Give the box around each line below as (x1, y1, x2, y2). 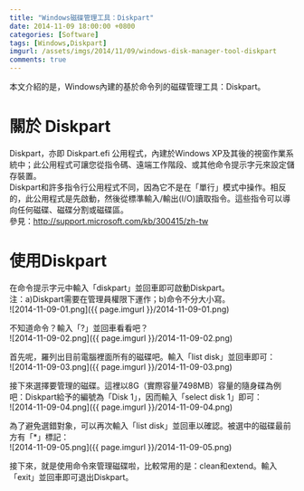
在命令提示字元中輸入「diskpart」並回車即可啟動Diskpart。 (9, 282, 230, 293)
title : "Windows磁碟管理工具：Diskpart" (9, 13, 155, 23)
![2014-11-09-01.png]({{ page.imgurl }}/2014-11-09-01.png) (9, 304, 230, 315)
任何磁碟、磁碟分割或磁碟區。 (16, 204, 128, 215)
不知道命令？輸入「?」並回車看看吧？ (9, 322, 149, 333)
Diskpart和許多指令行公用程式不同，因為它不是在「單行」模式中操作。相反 (9, 182, 287, 193)
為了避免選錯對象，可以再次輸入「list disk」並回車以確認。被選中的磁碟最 (9, 420, 283, 430)
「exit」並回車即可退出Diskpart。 (9, 471, 134, 482)
